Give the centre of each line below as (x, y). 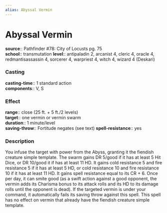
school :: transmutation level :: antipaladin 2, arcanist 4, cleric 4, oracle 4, (80, 54)
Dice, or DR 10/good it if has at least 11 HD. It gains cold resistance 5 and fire (84, 163)
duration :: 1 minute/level (30, 123)
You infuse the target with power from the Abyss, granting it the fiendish (79, 152)
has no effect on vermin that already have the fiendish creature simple (77, 200)
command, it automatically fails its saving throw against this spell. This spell (83, 195)
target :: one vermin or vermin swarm (43, 118)
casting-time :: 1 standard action (38, 83)
